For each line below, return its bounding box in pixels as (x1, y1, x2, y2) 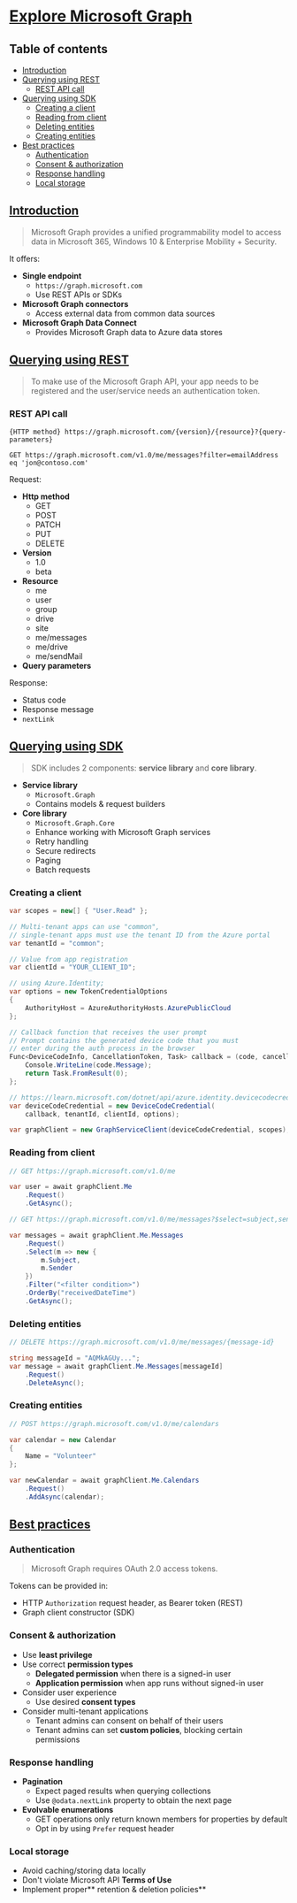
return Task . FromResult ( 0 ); (25, 1069, 128, 1078)
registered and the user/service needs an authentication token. (30, 385, 261, 395)
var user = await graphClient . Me (9, 1183, 133, 1192)
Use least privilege (21, 1649, 93, 1660)
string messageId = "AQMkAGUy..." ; (9, 1354, 141, 1362)
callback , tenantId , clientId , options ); (25, 1109, 179, 1118)
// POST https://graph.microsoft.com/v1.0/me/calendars (9, 1419, 219, 1428)
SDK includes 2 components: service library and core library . (30, 763, 257, 773)
